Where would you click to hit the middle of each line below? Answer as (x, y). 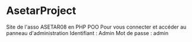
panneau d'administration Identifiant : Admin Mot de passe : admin (87, 33)
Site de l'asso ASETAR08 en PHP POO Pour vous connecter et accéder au (96, 27)
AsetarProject (41, 11)
